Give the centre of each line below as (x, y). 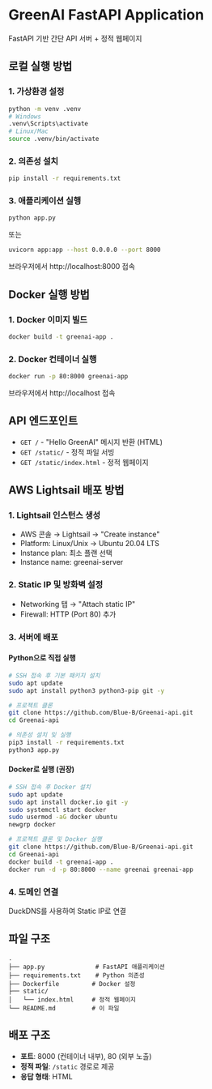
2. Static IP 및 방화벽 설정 (56, 585)
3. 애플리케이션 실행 (45, 201)
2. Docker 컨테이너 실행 (53, 359)
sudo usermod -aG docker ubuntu (63, 817)
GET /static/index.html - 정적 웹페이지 (84, 462)
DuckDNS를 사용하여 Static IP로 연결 (68, 911)
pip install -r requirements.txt (65, 179)
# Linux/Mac (28, 131)
